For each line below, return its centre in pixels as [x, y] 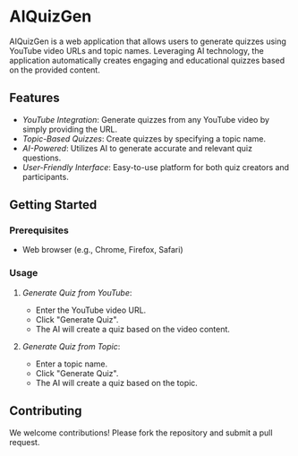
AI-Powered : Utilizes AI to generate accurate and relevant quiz [137, 148]
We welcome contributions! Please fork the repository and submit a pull [141, 433]
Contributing [46, 411]
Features [34, 98]
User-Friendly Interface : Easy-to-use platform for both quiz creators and [155, 167]
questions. [42, 158]
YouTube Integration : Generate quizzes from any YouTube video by [146, 119]
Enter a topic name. [72, 364]
